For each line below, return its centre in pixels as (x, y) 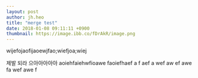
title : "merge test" (32, 23)
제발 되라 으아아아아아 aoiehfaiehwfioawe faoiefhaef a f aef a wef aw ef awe (99, 63)
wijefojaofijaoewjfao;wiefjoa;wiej (46, 51)
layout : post (22, 12)
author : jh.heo (25, 17)
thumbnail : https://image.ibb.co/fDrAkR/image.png (71, 34)
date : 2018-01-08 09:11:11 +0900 (48, 28)
